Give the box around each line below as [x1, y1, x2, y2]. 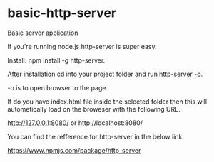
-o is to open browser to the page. [7, 83, 108, 92]
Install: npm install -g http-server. [7, 55, 106, 65]
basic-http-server [7, 5, 116, 21]
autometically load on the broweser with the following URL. [7, 104, 180, 113]
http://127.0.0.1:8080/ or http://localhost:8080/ [7, 119, 143, 127]
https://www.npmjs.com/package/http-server [7, 146, 141, 154]
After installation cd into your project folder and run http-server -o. [7, 70, 203, 78]
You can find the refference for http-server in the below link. [7, 132, 184, 141]
